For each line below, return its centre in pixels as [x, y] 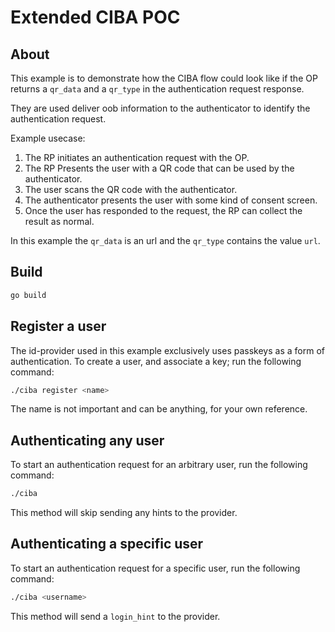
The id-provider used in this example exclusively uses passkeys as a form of [167, 350]
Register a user [58, 326]
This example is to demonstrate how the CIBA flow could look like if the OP [164, 78]
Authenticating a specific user [107, 544]
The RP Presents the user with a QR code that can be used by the [159, 168]
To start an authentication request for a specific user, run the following [155, 568]
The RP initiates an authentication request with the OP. [137, 157]
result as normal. [59, 221]
